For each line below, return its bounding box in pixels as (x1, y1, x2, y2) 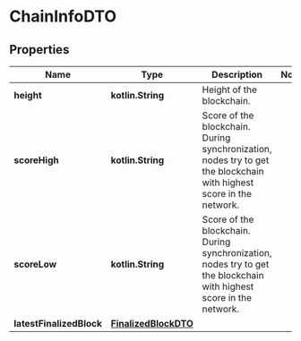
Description (211, 69, 262, 81)
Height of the (202, 83, 258, 96)
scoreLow (13, 258, 57, 270)
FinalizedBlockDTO (110, 318, 194, 329)
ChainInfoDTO (9, 6, 117, 27)
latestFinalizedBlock (13, 318, 103, 329)
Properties (9, 42, 70, 57)
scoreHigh (13, 154, 60, 166)
